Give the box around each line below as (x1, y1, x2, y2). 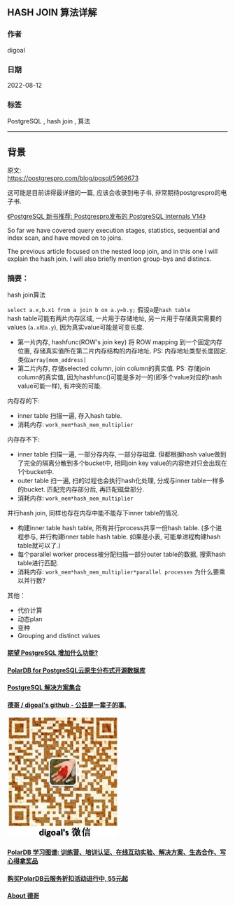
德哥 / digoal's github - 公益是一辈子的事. (7, 701, 127, 709)
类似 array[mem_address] (17, 356, 87, 364)
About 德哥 (7, 891, 40, 900)
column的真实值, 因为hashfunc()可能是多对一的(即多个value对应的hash (17, 373, 222, 381)
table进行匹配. (17, 559, 59, 567)
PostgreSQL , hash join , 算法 (7, 117, 91, 126)
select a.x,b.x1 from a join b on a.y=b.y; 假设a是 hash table (7, 306, 191, 314)
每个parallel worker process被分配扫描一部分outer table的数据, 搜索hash (17, 550, 226, 559)
